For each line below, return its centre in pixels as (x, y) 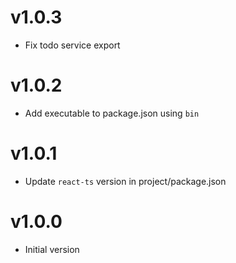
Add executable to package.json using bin (112, 113)
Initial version (52, 249)
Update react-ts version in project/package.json (125, 181)
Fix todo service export (72, 45)
